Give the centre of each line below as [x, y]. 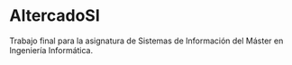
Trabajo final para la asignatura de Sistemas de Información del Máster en [146, 41]
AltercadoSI [55, 16]
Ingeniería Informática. [51, 50]
